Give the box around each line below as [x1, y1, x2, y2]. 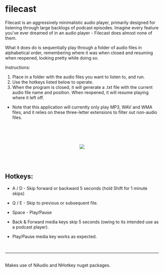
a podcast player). [12, 224, 49, 230]
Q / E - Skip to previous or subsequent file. [12, 200, 98, 206]
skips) [12, 190, 25, 196]
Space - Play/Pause [12, 209, 52, 215]
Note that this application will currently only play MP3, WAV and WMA [12, 104, 153, 110]
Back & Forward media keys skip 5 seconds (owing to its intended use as [12, 219, 159, 225]
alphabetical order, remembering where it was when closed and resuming [5, 50, 153, 56]
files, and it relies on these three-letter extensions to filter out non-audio [12, 109, 158, 115]
